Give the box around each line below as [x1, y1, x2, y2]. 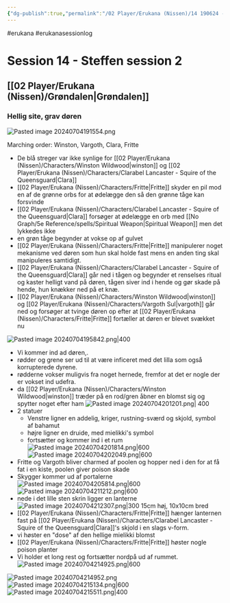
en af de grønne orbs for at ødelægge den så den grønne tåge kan [16, 190, 205, 198]
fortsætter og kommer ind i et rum [27, 435, 123, 444]
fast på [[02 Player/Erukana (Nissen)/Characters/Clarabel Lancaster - [16, 516, 214, 524]
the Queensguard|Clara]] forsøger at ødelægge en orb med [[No [16, 212, 199, 220]
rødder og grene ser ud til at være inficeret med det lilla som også [16, 355, 203, 364]
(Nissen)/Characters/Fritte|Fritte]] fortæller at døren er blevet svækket [16, 314, 215, 323]
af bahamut [27, 421, 60, 429]
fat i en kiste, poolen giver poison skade [16, 465, 130, 473]
